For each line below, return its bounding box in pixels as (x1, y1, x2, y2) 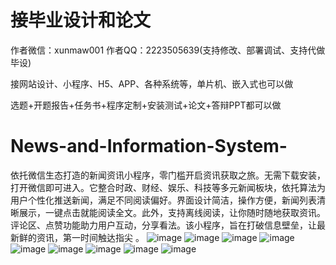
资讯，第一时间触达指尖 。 (36, 231, 145, 243)
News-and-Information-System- (10, 135, 288, 158)
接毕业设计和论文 (10, 9, 152, 32)
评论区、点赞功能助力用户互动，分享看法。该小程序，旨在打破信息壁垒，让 (10, 219, 317, 231)
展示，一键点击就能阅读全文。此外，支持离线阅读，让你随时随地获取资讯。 (18, 206, 326, 218)
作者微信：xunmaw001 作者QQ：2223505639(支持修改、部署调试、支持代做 (10, 44, 326, 56)
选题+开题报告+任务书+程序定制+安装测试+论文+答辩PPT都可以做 (10, 99, 282, 111)
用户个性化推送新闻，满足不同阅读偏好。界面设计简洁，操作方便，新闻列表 (10, 194, 317, 206)
